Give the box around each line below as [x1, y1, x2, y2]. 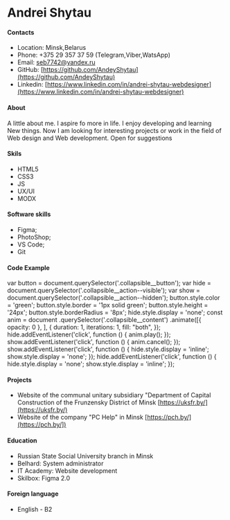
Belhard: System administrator [17, 459, 104, 467]
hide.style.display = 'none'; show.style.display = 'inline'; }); [7, 360, 175, 368]
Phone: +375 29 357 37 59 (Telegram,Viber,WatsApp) [17, 51, 171, 60]
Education [7, 436, 37, 445]
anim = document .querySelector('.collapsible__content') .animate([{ [7, 316, 202, 324]
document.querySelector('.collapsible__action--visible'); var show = [7, 286, 201, 295]
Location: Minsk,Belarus [17, 44, 87, 52]
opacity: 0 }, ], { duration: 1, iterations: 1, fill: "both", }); [7, 323, 161, 332]
